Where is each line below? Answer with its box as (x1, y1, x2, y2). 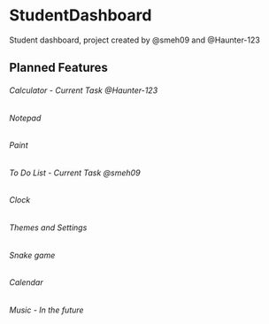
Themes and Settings (9, 222, 88, 233)
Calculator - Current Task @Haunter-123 (9, 85, 158, 96)
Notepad (9, 112, 42, 123)
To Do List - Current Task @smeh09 (9, 167, 141, 178)
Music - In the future (9, 305, 84, 315)
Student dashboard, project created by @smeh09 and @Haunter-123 (9, 35, 261, 45)
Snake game (9, 250, 56, 260)
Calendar (9, 277, 43, 288)
